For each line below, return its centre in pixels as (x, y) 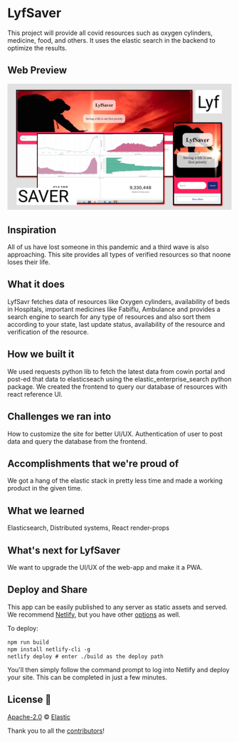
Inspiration (32, 230)
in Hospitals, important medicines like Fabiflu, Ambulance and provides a (114, 309)
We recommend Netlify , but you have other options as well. (94, 615)
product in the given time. (45, 488)
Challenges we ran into (59, 417)
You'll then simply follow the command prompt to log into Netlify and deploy (118, 669)
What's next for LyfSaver (64, 550)
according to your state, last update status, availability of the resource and (116, 324)
